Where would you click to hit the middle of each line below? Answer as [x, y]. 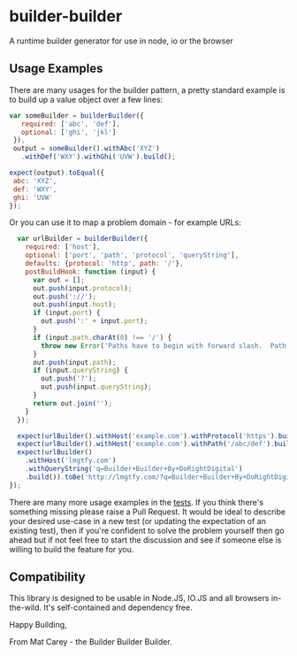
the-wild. [26, 607]
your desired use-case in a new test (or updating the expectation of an [138, 521]
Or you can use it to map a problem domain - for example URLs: [125, 222]
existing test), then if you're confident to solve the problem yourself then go [147, 530]
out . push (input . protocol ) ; [82, 288]
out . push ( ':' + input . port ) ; [95, 321]
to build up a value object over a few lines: [86, 99]
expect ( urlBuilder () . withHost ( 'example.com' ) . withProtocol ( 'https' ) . [148, 436]
